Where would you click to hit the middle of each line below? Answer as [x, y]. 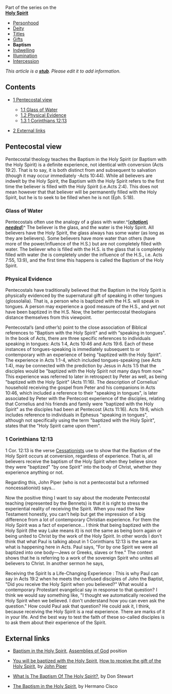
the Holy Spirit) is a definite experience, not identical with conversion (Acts [84, 165]
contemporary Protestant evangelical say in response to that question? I [81, 590]
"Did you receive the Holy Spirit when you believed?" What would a [77, 584]
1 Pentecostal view [32, 99]
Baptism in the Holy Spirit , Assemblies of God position [70, 651]
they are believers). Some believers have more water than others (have [80, 238]
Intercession [26, 61]
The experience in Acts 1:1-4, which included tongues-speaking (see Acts [83, 360]
